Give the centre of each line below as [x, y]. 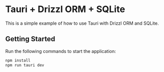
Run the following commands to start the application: [61, 51]
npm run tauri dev [25, 65]
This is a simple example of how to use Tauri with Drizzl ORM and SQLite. [82, 23]
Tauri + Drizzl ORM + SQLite [65, 9]
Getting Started [30, 39]
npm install [18, 60]
